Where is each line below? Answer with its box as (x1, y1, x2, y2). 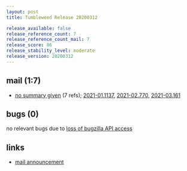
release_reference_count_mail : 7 (6, 37, 90, 43)
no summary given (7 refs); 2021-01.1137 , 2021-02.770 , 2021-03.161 (14, 92, 181, 99)
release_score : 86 (6, 42, 52, 48)
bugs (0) (6, 109, 39, 119)
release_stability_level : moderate (6, 48, 95, 54)
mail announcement (14, 158, 64, 166)
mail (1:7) (6, 76, 41, 86)
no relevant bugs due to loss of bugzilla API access (6, 125, 133, 132)
